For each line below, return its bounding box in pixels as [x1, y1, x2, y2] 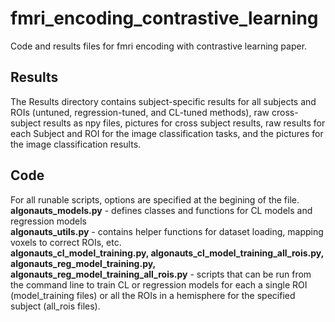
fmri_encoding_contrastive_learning [10, 7, 319, 30]
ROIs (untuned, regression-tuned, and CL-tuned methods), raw [10, 106, 270, 118]
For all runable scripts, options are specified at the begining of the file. [10, 193, 300, 206]
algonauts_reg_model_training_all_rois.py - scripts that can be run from [10, 268, 312, 280]
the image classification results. [10, 138, 142, 150]
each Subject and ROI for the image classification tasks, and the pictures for [10, 127, 324, 139]
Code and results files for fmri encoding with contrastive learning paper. [10, 40, 308, 52]
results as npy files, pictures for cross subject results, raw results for [43, 117, 326, 129]
